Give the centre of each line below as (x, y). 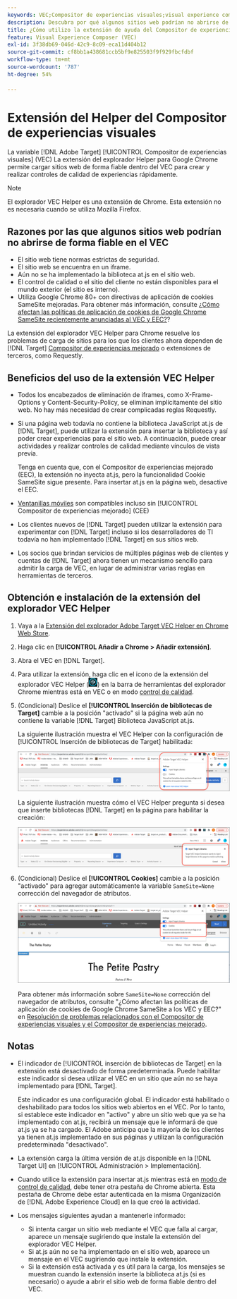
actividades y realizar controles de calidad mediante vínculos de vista (119, 446)
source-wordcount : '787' (44, 67)
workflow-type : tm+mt (39, 60)
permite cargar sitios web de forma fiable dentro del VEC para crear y (109, 167)
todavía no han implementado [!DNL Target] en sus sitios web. (108, 539)
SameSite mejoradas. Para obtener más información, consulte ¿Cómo (119, 305)
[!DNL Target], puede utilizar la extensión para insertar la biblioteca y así (122, 431)
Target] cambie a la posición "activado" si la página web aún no (110, 713)
